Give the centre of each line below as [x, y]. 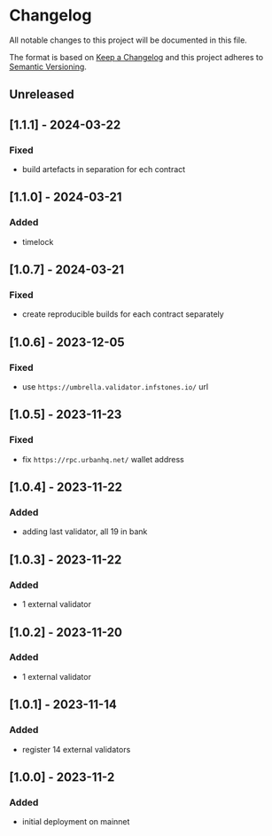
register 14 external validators [76, 749]
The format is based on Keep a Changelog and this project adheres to [136, 57]
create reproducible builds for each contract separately [123, 314]
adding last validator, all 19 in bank [85, 532]
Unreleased [42, 95]
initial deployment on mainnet [76, 822]
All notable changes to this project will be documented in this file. [128, 40]
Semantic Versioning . [48, 67]
